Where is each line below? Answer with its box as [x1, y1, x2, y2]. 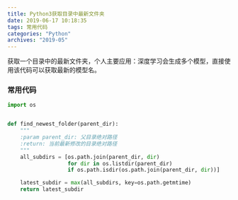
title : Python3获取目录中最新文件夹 [7, 10, 105, 18]
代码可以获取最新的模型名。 [19, 66, 101, 74]
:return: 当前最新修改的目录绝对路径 [20, 140, 118, 147]
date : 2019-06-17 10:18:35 [7, 17, 87, 24]
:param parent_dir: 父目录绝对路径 [20, 134, 118, 141]
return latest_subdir [20, 186, 84, 193]
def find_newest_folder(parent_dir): [7, 121, 119, 128]
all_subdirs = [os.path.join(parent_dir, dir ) [20, 153, 160, 160]
